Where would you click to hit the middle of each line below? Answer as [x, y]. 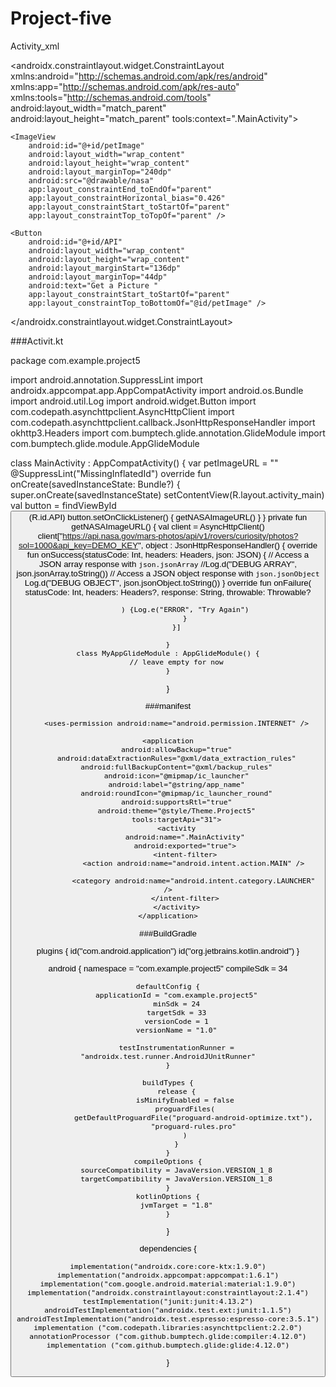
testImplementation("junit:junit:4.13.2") [168, 1301]
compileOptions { [168, 1161]
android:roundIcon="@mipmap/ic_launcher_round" [176, 793]
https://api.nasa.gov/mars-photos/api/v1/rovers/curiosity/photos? [180, 535]
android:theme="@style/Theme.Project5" [176, 811]
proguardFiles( [185, 1108]
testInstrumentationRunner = [176, 1047]
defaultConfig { [168, 986]
